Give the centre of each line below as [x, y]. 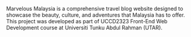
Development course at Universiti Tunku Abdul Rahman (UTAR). [84, 27]
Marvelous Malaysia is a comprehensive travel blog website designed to [95, 9]
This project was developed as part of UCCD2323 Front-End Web [87, 21]
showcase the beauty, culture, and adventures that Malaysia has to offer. [95, 15]
